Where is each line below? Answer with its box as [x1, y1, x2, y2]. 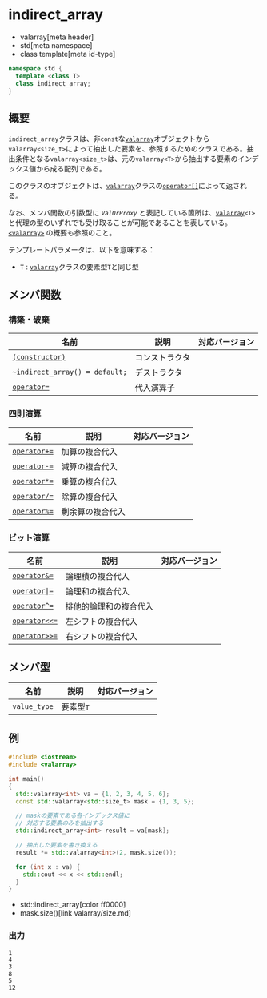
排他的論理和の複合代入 [65, 601, 154, 612]
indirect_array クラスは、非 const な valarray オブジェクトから [8, 134, 210, 143]
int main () [8, 775, 45, 783]
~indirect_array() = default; [12, 367, 128, 376]
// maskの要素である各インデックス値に [15, 811, 130, 820]
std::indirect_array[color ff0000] [19, 899, 126, 910]
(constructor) [12, 352, 66, 361]
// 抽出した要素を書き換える [15, 841, 98, 850]
